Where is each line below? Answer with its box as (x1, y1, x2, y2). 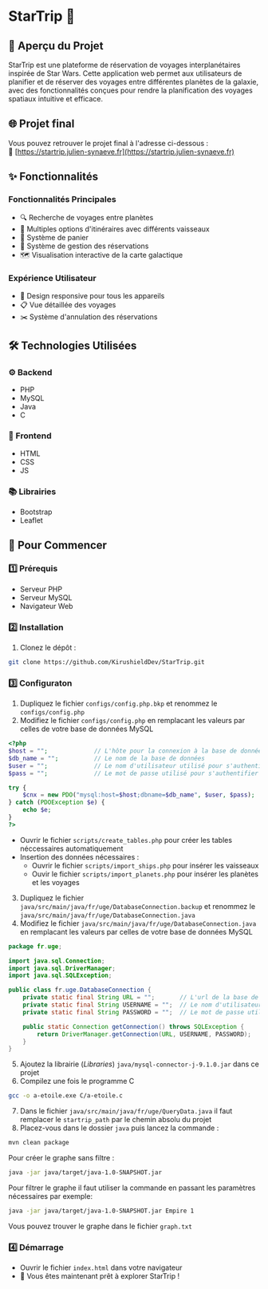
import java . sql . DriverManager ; (8, 964, 116, 972)
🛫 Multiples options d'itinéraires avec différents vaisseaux (19, 223, 210, 234)
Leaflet (19, 516, 44, 525)
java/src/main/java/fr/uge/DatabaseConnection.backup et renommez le (19, 901, 256, 911)
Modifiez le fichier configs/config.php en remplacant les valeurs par (19, 716, 246, 726)
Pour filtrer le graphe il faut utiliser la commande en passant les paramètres (8, 1183, 256, 1192)
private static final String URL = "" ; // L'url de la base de (22, 994, 259, 1002)
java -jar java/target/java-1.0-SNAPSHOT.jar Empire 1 (8, 1207, 195, 1215)
